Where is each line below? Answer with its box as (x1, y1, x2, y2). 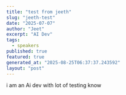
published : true (6, 48, 47, 54)
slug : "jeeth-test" (6, 15, 56, 21)
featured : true (6, 54, 45, 60)
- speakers (12, 43, 39, 49)
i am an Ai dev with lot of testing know (6, 82, 102, 89)
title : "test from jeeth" (6, 8, 71, 15)
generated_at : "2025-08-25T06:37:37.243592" (6, 59, 121, 65)
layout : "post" (6, 65, 45, 71)
